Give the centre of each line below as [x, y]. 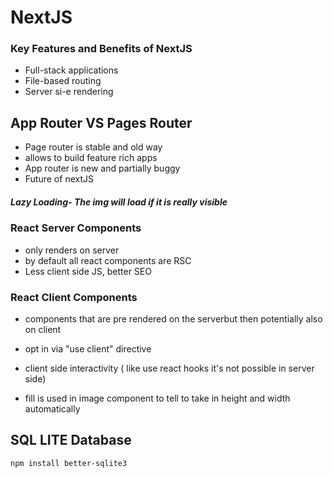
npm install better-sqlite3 [69, 463]
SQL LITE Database [71, 440]
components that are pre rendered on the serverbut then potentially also [173, 318]
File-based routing [63, 81]
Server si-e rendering [69, 92]
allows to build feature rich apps [91, 158]
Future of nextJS [59, 179]
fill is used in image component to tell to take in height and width [157, 398]
